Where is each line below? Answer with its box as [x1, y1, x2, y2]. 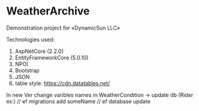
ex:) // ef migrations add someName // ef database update [6, 98, 151, 105]
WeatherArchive [6, 4, 90, 18]
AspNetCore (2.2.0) [14, 47, 64, 55]
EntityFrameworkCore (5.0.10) [14, 54, 89, 61]
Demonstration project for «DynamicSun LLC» [6, 24, 120, 31]
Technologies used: [6, 36, 55, 43]
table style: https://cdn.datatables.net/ [14, 80, 110, 87]
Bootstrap [14, 66, 40, 74]
